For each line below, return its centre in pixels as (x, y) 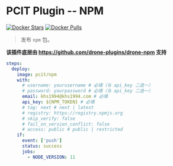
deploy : (21, 69)
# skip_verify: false (49, 119)
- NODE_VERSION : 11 (52, 157)
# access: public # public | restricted (72, 130)
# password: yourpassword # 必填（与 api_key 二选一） (87, 91)
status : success (42, 146)
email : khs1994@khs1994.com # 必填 (65, 97)
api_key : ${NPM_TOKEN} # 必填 (58, 102)
